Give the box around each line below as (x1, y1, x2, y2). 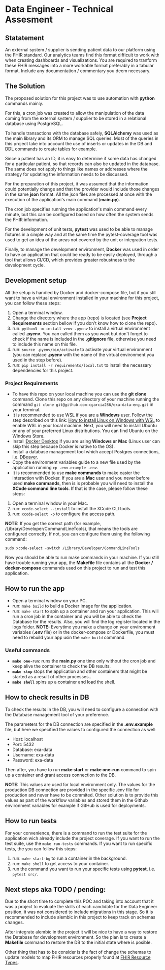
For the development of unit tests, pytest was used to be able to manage (5, 226, 153, 232)
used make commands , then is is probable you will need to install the (12, 480, 154, 486)
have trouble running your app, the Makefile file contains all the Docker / (5, 560, 153, 566)
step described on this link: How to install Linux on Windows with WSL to (12, 417, 160, 423)
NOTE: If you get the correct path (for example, (5, 520, 101, 526)
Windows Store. (12, 433, 45, 439)
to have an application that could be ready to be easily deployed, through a (5, 251, 157, 258)
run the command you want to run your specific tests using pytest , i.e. (12, 866, 156, 872)
